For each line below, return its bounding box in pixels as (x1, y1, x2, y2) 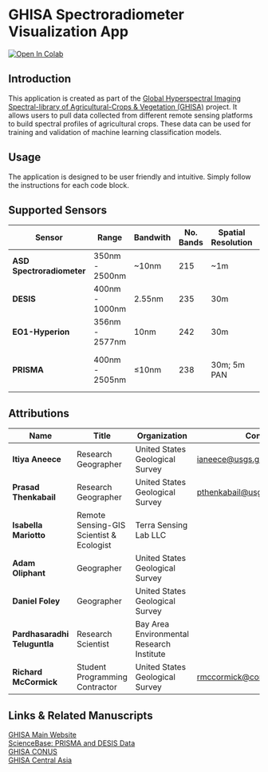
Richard (12, 667, 42, 678)
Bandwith (133, 232, 171, 243)
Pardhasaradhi (12, 629, 69, 640)
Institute (135, 649, 166, 660)
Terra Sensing (135, 519, 188, 531)
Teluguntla (12, 639, 54, 650)
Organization (136, 430, 187, 441)
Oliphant (12, 567, 46, 579)
